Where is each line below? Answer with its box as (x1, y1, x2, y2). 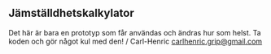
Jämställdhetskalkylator (8, 6, 134, 20)
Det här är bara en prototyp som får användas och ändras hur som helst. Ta (8, 27, 262, 37)
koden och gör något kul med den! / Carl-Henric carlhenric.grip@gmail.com (8, 36, 263, 46)
